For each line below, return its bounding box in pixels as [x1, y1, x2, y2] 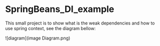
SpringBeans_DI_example [5, 3, 114, 15]
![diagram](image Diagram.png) [5, 35, 71, 41]
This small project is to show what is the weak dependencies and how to [5, 20, 155, 26]
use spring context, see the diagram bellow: [5, 25, 96, 31]
